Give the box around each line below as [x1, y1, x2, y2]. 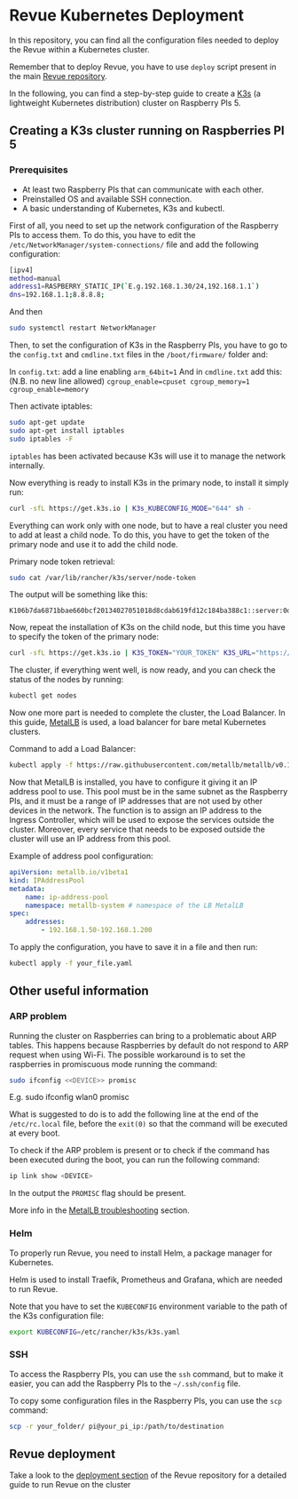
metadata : [9, 884, 46, 893]
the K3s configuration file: [9, 1310, 105, 1320]
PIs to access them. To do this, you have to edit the [9, 229, 196, 240]
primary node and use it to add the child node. [9, 538, 179, 549]
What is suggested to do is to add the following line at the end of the [9, 1109, 259, 1120]
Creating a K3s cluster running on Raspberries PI [9, 124, 286, 139]
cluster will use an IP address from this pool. [9, 833, 171, 844]
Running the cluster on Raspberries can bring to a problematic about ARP [9, 1030, 278, 1041]
